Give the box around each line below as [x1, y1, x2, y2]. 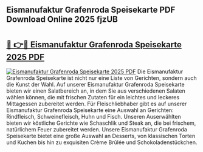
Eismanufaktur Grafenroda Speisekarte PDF [6, 5, 176, 15]
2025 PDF [6, 51, 44, 62]
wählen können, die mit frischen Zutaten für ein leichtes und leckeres [6, 94, 180, 101]
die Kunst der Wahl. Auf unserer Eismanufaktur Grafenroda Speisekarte [6, 81, 185, 88]
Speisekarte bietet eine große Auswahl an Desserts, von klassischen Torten [6, 133, 196, 139]
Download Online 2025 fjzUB [6, 15, 119, 25]
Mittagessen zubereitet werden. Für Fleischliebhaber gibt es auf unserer [6, 100, 187, 107]
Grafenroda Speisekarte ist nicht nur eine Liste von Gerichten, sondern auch [6, 74, 198, 81]
